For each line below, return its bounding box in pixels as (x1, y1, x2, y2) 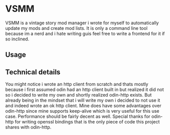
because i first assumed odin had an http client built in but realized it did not (5, 86, 164, 93)
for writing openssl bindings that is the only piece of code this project (14, 119, 160, 125)
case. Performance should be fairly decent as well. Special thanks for (5, 113, 151, 119)
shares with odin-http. (5, 124, 52, 130)
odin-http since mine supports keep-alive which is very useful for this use (5, 108, 160, 114)
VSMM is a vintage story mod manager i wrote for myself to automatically (5, 20, 159, 26)
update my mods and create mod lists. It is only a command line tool (5, 25, 148, 31)
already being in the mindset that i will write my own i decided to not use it (5, 97, 160, 104)
